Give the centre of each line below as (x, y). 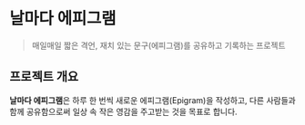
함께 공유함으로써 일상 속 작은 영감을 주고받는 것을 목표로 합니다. (124, 111)
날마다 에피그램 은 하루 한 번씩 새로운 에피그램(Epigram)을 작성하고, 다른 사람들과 (152, 100)
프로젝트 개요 (44, 77)
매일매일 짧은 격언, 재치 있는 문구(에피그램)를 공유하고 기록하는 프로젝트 (158, 45)
